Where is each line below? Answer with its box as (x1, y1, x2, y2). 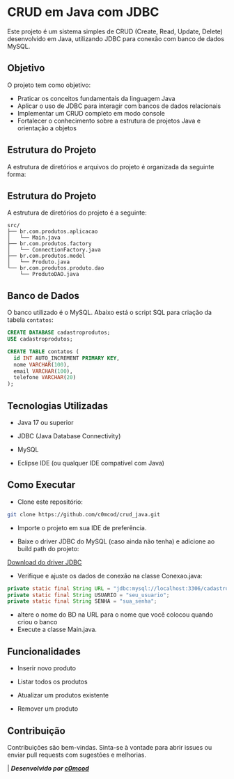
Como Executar (7, 479, 76, 491)
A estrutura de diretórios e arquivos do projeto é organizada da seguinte (7, 162, 214, 171)
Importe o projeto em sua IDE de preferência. (17, 523, 147, 532)
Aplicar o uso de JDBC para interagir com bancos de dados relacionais (17, 102, 221, 110)
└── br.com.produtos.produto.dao (7, 265, 104, 272)
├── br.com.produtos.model (7, 252, 86, 260)
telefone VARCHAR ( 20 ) (13, 374, 77, 381)
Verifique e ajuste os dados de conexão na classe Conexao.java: (17, 571, 203, 580)
